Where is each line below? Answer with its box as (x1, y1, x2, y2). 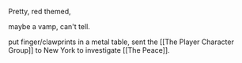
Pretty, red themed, (8, 7, 71, 16)
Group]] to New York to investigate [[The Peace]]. (8, 46, 170, 54)
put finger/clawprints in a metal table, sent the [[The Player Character (8, 37, 235, 46)
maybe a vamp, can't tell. (8, 22, 91, 31)
